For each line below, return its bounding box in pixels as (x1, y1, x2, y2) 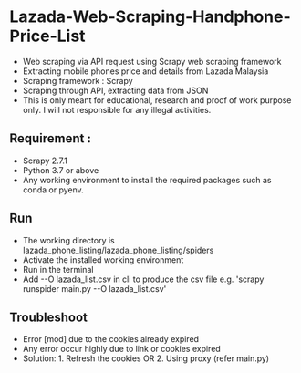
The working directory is (22, 234, 116, 245)
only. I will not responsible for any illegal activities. (22, 104, 212, 115)
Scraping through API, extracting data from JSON (22, 85, 209, 96)
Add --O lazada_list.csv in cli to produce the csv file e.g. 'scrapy (22, 274, 265, 285)
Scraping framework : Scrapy (22, 75, 134, 86)
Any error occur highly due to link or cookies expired (22, 344, 221, 355)
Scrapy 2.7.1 (22, 155, 68, 166)
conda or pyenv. (22, 184, 84, 195)
